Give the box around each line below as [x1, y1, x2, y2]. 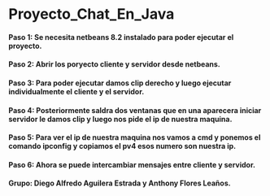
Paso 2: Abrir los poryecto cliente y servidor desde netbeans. [8, 59, 221, 69]
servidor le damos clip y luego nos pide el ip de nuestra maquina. [8, 114, 233, 124]
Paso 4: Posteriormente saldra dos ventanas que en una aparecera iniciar [8, 105, 262, 115]
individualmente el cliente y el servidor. [8, 86, 145, 96]
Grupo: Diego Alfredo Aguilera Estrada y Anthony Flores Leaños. [8, 178, 231, 188]
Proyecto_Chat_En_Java [8, 5, 175, 24]
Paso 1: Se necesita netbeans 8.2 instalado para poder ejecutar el [8, 32, 234, 41]
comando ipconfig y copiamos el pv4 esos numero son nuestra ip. [8, 142, 237, 151]
